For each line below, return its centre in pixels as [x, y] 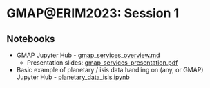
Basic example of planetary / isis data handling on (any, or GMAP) [110, 70]
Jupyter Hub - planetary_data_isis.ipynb [73, 77]
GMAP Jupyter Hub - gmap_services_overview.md [88, 55]
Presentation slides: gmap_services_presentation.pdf [102, 63]
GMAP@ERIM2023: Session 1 [93, 13]
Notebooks [31, 39]
